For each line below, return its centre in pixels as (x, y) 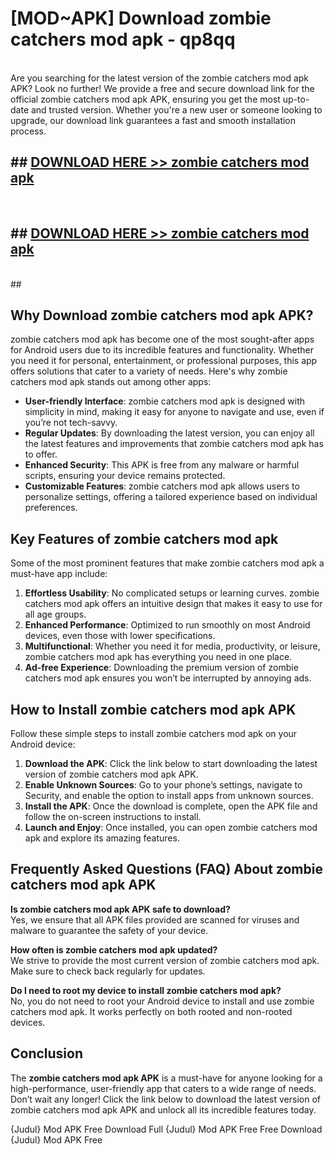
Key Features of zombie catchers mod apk (144, 538)
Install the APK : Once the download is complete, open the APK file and (171, 806)
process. (28, 131)
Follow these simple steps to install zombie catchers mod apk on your (154, 733)
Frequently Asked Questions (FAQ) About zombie (166, 869)
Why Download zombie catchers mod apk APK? (162, 315)
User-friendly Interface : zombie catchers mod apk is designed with (164, 401)
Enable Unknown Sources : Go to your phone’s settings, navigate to (163, 785)
